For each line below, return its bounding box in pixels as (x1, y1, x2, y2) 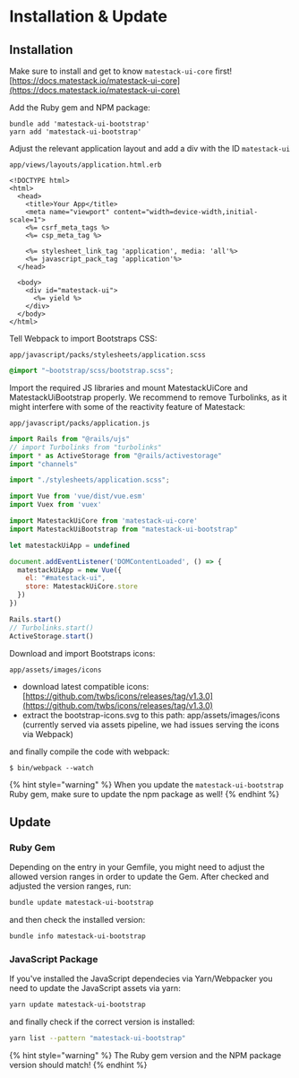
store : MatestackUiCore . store (25, 582, 139, 591)
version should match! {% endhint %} (9, 1059, 148, 1070)
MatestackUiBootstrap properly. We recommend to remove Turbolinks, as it (9, 392, 287, 403)
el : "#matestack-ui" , (25, 574, 106, 583)
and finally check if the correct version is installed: (9, 1016, 195, 1028)
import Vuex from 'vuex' (9, 500, 102, 509)
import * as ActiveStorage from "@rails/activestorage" (9, 451, 222, 460)
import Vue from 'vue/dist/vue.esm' (9, 491, 146, 501)
